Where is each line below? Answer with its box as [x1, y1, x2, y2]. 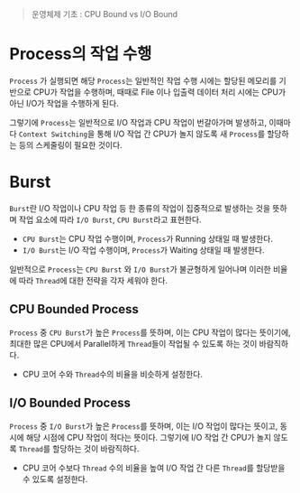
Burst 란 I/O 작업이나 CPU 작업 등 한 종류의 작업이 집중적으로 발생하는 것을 [9, 202, 271, 213]
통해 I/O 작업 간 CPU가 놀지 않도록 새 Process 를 [96, 128, 266, 139]
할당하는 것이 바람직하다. [52, 442, 140, 454]
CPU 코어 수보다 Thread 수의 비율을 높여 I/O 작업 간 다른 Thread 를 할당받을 [22, 462, 286, 473]
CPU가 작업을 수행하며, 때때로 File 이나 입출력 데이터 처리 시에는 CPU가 [32, 86, 286, 98]
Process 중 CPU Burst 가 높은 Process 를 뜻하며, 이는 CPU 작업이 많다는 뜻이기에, [9, 327, 291, 338]
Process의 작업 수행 [9, 44, 152, 64]
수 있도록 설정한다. [22, 473, 88, 484]
